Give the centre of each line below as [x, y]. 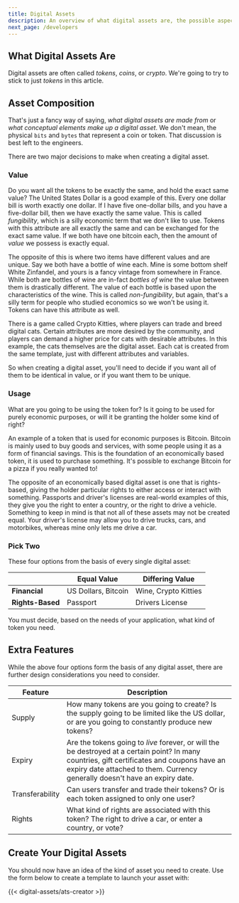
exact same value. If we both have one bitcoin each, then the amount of [113, 236]
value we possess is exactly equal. [59, 243]
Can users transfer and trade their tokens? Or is [146, 789]
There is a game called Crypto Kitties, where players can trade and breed [115, 324]
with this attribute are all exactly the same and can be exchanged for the [113, 228]
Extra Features [41, 650]
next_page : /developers [43, 27]
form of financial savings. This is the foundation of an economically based [116, 453]
